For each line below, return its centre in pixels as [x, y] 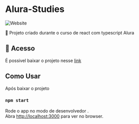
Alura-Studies [35, 9]
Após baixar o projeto [27, 88]
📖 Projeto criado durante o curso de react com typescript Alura [70, 32]
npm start [17, 100]
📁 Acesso [20, 48]
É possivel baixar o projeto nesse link [43, 60]
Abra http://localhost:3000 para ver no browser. [54, 116]
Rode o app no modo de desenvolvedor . [47, 110]
